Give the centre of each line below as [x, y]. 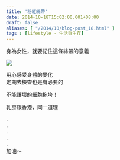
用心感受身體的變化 [30, 75]
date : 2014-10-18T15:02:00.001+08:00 [53, 17]
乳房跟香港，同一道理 [32, 107]
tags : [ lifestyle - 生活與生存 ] [45, 34]
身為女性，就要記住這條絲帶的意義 [48, 51]
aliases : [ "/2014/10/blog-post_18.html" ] [61, 28]
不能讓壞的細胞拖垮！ [32, 94]
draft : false [22, 22]
